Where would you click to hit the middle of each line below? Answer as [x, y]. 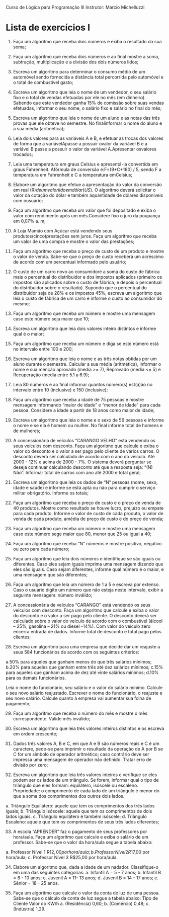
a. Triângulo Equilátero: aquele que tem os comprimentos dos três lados [80, 806]
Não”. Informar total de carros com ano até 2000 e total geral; [77, 472]
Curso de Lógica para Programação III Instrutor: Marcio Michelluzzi [75, 7]
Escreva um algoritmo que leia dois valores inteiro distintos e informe [84, 328]
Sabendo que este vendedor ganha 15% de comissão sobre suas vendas [88, 103]
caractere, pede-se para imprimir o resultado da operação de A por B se [88, 748]
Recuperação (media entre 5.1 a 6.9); [51, 375]
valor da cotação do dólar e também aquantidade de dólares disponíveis [88, 195]
